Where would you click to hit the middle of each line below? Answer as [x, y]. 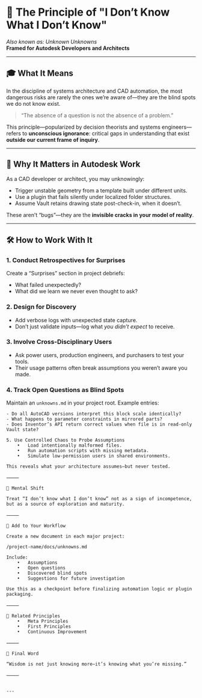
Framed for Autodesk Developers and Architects [68, 48]
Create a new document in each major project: [66, 537]
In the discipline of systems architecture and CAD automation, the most [94, 91]
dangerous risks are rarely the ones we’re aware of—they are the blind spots [101, 97]
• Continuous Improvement [52, 632]
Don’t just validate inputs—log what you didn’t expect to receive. [95, 326]
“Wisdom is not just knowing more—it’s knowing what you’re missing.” [96, 664]
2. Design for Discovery [41, 307]
